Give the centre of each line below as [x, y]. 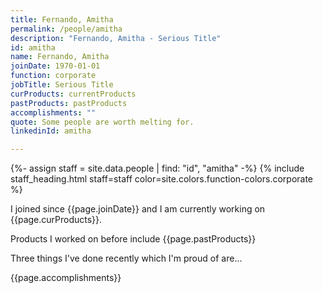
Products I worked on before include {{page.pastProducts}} [133, 239]
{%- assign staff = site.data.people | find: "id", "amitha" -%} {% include [157, 168]
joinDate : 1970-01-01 [55, 66]
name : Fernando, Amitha [60, 57]
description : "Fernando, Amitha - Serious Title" [116, 38]
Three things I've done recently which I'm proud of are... [126, 258]
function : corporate [53, 76]
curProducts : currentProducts [73, 94]
